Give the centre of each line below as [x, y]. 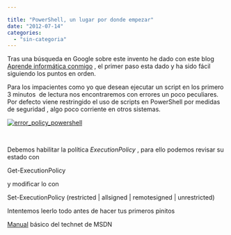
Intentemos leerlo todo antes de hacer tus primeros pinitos [91, 211]
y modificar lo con [33, 184]
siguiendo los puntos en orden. [51, 74]
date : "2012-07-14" [35, 26]
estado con [23, 157]
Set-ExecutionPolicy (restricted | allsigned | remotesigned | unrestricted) [111, 197]
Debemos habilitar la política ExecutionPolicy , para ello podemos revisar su [115, 149]
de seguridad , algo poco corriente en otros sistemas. [84, 109]
